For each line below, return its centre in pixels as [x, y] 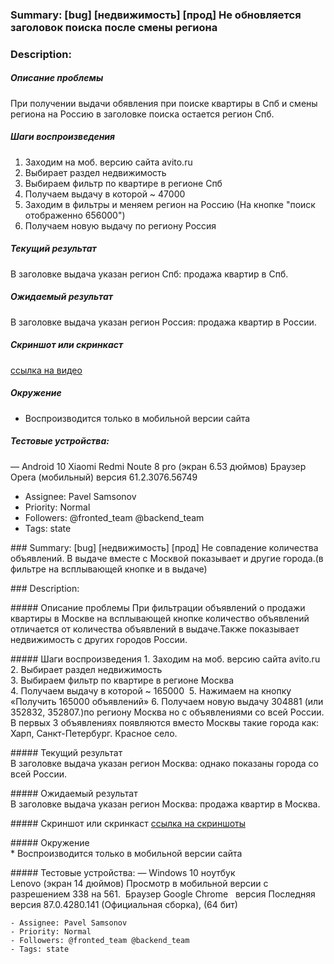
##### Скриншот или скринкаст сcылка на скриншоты [128, 823]
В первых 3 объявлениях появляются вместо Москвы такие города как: [165, 722]
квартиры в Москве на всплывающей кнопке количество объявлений [160, 618]
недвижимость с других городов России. [99, 639]
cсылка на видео [46, 370]
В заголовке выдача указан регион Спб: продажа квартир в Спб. [149, 274]
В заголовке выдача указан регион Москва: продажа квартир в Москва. [165, 804]
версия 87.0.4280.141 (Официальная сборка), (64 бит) [124, 904]
